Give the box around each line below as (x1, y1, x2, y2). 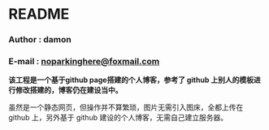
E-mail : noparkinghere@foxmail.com (8, 56, 160, 67)
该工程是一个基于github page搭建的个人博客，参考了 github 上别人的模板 (8, 75, 254, 85)
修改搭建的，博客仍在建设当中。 (15, 85, 123, 95)
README (8, 5, 70, 24)
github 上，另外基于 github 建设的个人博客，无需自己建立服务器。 (8, 113, 228, 123)
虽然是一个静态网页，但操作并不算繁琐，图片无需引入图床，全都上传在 (8, 102, 244, 112)
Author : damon (8, 34, 72, 45)
